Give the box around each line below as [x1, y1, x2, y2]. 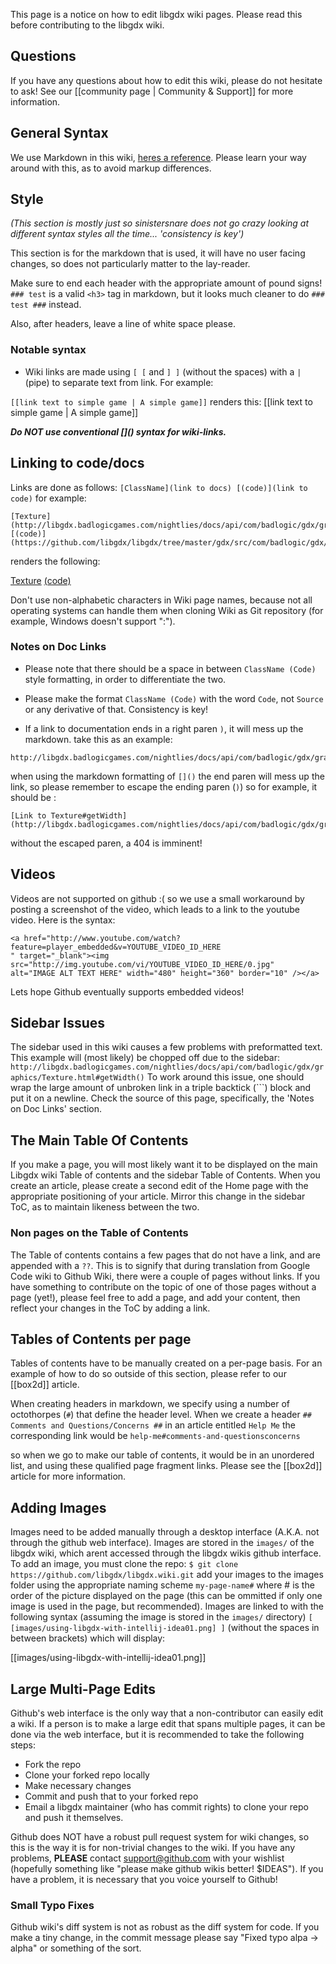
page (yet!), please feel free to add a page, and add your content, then [10, 1291, 301, 1303]
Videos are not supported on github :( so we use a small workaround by [10, 892, 305, 904]
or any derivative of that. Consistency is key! [24, 703, 209, 715]
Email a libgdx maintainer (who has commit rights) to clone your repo [24, 1801, 309, 1813]
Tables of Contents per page [10, 1330, 192, 1348]
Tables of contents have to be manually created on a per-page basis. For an [10, 1357, 323, 1369]
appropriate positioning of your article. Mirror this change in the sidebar [10, 1190, 306, 1203]
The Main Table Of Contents [10, 1132, 189, 1149]
